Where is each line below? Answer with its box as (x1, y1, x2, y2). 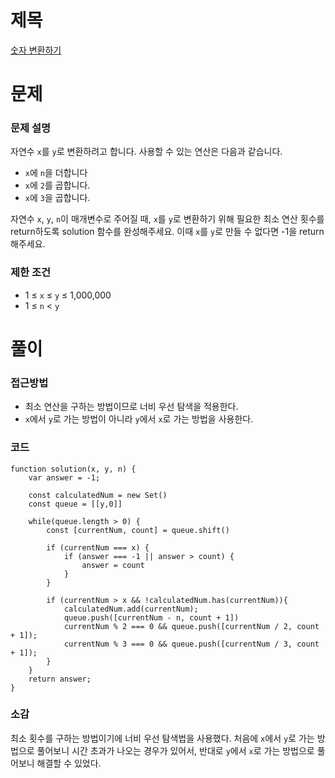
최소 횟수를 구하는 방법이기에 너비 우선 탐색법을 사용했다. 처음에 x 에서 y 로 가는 (10, 732, 315, 744)
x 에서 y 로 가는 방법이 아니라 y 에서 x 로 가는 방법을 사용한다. (24, 413, 254, 425)
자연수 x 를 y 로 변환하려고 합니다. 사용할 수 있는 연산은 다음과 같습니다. (10, 146, 283, 158)
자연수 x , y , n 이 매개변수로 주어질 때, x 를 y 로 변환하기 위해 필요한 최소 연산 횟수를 (10, 213, 325, 225)
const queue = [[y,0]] (28, 499, 123, 509)
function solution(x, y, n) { (10, 464, 137, 474)
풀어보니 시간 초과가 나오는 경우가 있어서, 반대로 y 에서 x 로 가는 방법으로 (36, 744, 315, 756)
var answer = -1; (28, 472, 101, 483)
